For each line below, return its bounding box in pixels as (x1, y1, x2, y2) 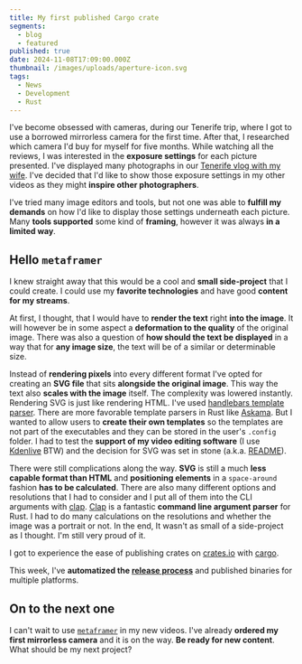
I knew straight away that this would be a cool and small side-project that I (9, 276, 288, 287)
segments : (9, 22, 47, 31)
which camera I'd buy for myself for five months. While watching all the (9, 141, 274, 152)
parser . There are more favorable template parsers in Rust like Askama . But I (9, 407, 293, 418)
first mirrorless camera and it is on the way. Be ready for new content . (9, 634, 275, 645)
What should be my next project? (9, 644, 133, 655)
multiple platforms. (9, 575, 79, 585)
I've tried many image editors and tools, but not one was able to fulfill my (9, 197, 282, 208)
